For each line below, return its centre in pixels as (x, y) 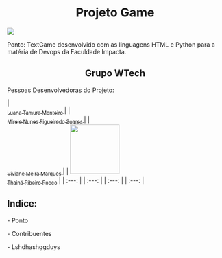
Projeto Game (115, 13)
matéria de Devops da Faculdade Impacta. (67, 51)
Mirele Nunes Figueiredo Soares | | (49, 120)
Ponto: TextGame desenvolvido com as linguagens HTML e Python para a (111, 44)
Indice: (22, 204)
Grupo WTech (115, 73)
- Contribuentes (29, 233)
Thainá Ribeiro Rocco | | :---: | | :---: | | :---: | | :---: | (76, 181)
